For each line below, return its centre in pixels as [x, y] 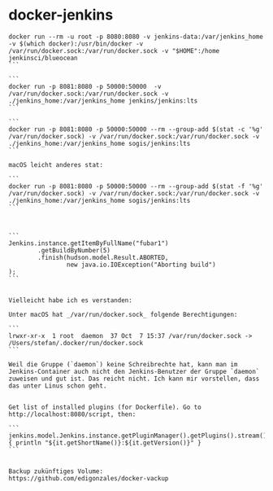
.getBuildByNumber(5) [74, 250]
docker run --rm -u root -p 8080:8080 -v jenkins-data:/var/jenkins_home [136, 37]
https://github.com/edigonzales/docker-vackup [89, 478]
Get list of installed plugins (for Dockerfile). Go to [105, 407]
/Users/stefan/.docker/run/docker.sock [76, 343]
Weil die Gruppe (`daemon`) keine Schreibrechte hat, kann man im [123, 364]
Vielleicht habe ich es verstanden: [70, 300]
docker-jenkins [61, 15]
